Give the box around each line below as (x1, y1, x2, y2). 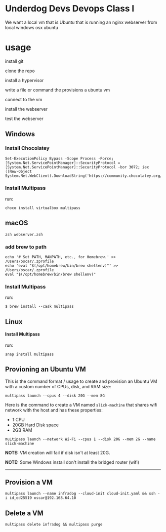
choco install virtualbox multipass (5, 205, 81, 210)
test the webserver (5, 116, 43, 122)
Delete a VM (5, 509, 43, 517)
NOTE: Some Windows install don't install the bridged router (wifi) (5, 459, 140, 465)
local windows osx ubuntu (5, 24, 58, 30)
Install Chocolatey (5, 145, 50, 152)
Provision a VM (5, 478, 53, 487)
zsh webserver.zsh (5, 232, 43, 237)
